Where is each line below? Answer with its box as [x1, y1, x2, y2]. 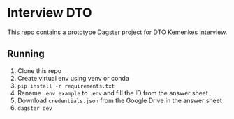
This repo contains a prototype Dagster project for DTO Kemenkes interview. [7, 28, 228, 36]
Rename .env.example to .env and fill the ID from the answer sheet [17, 88, 208, 97]
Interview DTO [7, 5, 92, 21]
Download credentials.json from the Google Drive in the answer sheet [17, 96, 222, 104]
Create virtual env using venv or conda [17, 74, 129, 82]
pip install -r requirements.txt [17, 82, 115, 90]
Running [7, 48, 45, 60]
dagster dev [17, 104, 52, 112]
